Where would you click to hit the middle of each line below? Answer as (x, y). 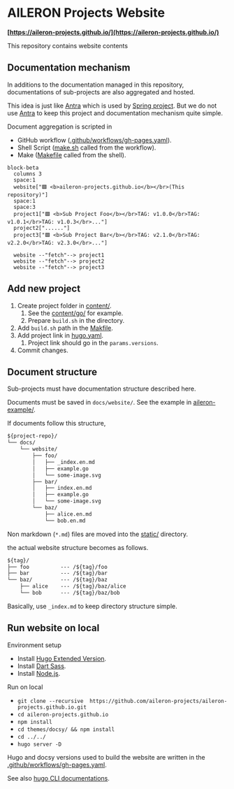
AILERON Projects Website (86, 13)
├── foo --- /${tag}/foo (58, 567)
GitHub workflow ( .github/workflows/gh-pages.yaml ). (95, 140)
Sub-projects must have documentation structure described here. (102, 389)
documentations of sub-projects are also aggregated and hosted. (101, 92)
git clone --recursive (50, 701)
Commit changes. (43, 350)
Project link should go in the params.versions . (93, 342)
